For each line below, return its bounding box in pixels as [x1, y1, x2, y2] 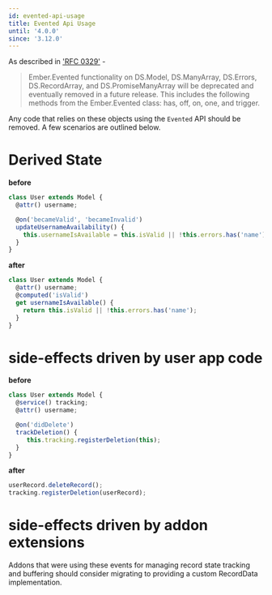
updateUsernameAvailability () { [15, 223, 125, 231]
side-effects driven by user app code [8, 349, 263, 367]
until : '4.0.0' [8, 27, 60, 35]
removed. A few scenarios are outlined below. [8, 122, 161, 132]
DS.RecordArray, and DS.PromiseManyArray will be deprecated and [28, 81, 254, 91]
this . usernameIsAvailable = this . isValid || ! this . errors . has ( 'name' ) [23, 230, 266, 239]
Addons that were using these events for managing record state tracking [8, 560, 251, 570]
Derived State [8, 151, 103, 169]
